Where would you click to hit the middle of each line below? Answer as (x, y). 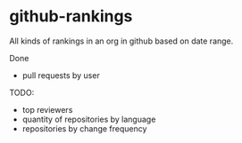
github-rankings (71, 16)
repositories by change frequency (84, 128)
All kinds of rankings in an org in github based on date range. (121, 41)
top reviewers (47, 109)
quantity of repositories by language (89, 119)
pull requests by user (61, 75)
